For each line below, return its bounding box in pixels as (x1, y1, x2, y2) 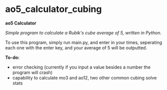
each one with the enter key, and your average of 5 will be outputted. (5, 44, 147, 50)
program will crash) (12, 69, 53, 75)
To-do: (5, 54, 20, 60)
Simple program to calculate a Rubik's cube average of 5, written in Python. (5, 29, 161, 35)
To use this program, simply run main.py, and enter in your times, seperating (5, 39, 162, 45)
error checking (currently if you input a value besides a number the (12, 64, 151, 70)
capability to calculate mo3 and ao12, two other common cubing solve (12, 74, 157, 80)
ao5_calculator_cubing (5, 3, 102, 15)
